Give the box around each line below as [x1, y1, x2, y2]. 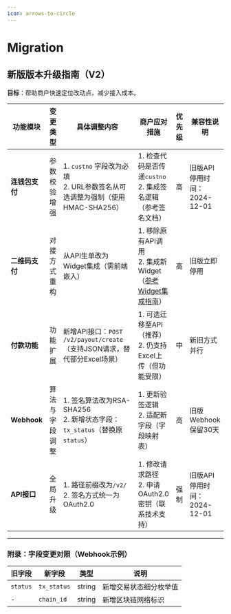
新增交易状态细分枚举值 [102, 582, 179, 591]
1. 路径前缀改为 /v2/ [63, 480, 127, 489]
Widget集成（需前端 [63, 261, 129, 271]
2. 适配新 [137, 410, 167, 420]
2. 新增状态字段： [63, 414, 120, 424]
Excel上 [137, 351, 163, 360]
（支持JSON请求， [63, 344, 124, 354]
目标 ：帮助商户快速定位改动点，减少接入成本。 [7, 88, 140, 96]
